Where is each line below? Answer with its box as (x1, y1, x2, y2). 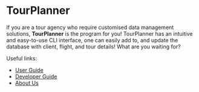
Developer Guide (15, 73, 57, 80)
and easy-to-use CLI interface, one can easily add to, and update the (6, 36, 178, 44)
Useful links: (6, 54, 38, 62)
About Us (15, 79, 39, 87)
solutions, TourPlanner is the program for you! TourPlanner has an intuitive (6, 30, 193, 37)
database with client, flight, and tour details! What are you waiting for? (6, 43, 181, 50)
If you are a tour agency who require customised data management (6, 24, 174, 31)
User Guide (15, 66, 44, 73)
